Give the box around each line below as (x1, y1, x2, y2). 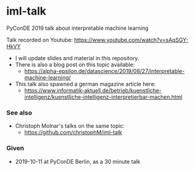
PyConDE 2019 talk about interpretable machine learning (6, 24, 149, 32)
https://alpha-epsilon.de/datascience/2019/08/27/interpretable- (24, 67, 185, 74)
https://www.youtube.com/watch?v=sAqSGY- (74, 36, 189, 43)
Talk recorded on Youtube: (6, 36, 73, 43)
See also (6, 108, 32, 117)
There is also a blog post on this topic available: (15, 61, 135, 68)
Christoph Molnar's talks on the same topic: (15, 122, 125, 130)
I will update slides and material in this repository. (15, 54, 140, 61)
